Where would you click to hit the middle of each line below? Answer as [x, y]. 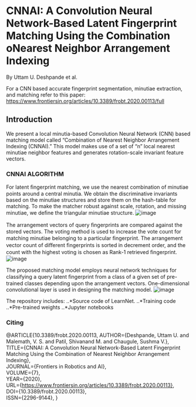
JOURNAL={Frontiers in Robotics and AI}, [56, 366]
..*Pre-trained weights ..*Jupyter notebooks [60, 308]
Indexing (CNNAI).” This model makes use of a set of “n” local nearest [90, 146]
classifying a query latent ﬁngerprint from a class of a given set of [86, 277]
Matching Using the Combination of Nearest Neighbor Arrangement [88, 354]
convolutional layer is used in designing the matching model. [79, 290]
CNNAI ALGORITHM [35, 174]
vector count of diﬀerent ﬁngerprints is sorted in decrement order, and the [96, 245]
